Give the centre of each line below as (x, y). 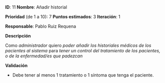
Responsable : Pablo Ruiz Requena (41, 26)
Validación (16, 65)
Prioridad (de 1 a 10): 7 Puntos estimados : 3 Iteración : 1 (63, 17)
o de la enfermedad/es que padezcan (44, 56)
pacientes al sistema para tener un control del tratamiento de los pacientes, (83, 51)
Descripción (18, 36)
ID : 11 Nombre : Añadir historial (36, 7)
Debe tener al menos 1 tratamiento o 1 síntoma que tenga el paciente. (83, 75)
